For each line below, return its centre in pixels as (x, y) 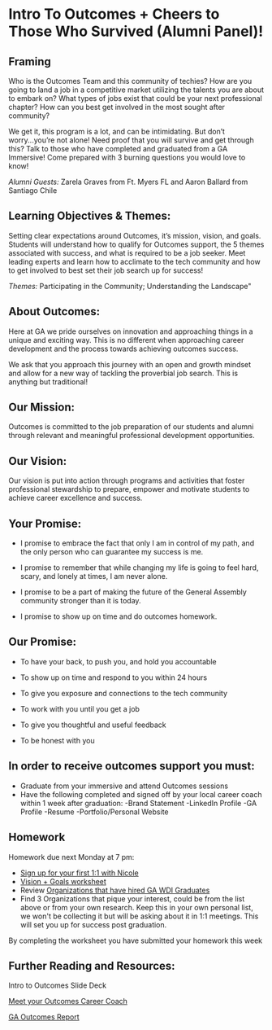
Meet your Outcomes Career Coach (68, 1002)
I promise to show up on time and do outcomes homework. (119, 616)
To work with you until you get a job (80, 708)
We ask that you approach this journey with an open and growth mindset (130, 364)
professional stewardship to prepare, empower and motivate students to (129, 489)
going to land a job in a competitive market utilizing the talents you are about (136, 90)
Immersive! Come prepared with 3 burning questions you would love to (127, 157)
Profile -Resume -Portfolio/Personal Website (94, 812)
